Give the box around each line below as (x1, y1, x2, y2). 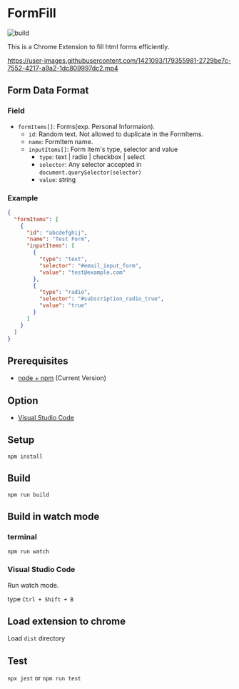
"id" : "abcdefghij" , (26, 229, 88, 236)
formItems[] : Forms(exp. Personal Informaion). (17, 122, 156, 131)
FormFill (7, 5, 57, 21)
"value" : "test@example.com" (39, 269, 126, 276)
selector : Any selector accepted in (39, 160, 142, 168)
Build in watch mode (7, 511, 100, 523)
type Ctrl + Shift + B (7, 594, 73, 603)
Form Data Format (7, 84, 89, 97)
